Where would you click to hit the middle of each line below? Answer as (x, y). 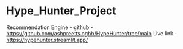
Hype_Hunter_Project (61, 11)
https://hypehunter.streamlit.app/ (47, 40)
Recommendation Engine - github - (50, 27)
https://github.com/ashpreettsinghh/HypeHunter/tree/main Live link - (92, 33)
